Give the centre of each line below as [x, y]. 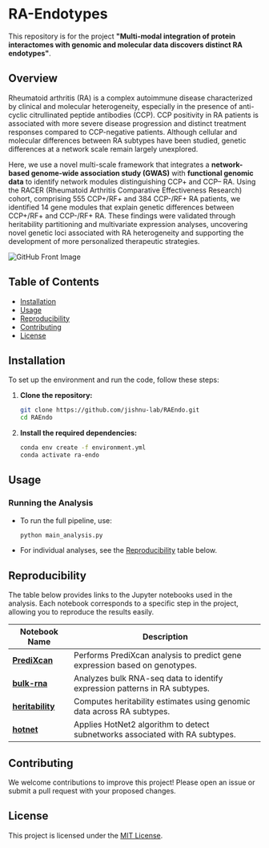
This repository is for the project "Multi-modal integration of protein [122, 36]
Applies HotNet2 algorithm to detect [141, 724]
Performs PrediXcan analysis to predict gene [157, 655]
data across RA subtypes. [122, 712]
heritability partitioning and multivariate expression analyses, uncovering [128, 224]
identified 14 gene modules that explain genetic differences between [121, 207]
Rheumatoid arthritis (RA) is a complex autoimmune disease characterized [130, 98]
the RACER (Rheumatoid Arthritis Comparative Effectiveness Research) [125, 190]
